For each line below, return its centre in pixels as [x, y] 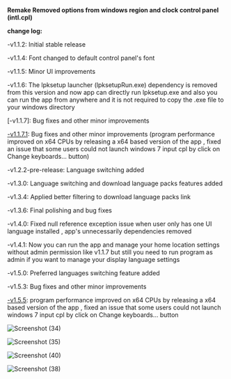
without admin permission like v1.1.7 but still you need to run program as [110, 252]
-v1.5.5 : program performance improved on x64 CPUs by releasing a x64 [112, 300]
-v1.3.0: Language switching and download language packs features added [115, 183]
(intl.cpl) [20, 17]
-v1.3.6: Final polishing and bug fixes [60, 210]
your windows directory [41, 107]
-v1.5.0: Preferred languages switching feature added [83, 273]
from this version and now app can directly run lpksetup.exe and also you [112, 92]
